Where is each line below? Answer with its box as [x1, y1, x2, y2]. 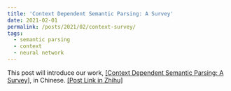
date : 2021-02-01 [7, 17, 58, 24]
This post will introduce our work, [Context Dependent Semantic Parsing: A [7, 68, 224, 77]
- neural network [13, 50, 64, 57]
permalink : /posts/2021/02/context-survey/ [7, 23, 136, 30]
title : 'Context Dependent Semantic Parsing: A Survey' [7, 10, 174, 17]
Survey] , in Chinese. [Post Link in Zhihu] [7, 76, 123, 84]
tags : [7, 29, 23, 37]
